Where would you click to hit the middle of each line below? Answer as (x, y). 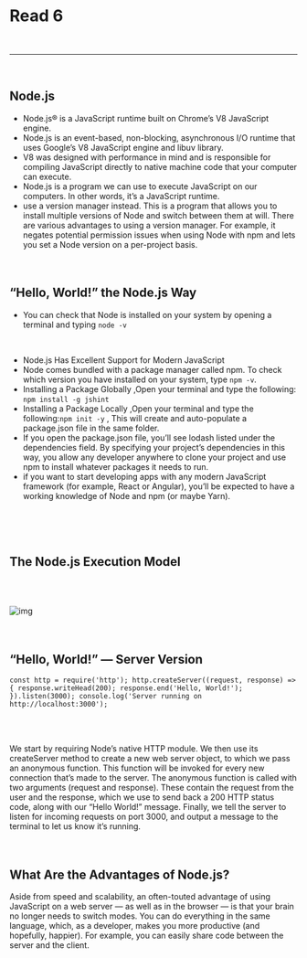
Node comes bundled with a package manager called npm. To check (152, 369)
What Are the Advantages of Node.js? (120, 874)
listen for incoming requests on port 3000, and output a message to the (144, 817)
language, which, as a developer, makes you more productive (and (135, 926)
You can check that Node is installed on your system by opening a (147, 314)
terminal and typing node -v (75, 325)
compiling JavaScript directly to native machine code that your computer (160, 166)
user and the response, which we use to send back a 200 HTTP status (142, 797)
